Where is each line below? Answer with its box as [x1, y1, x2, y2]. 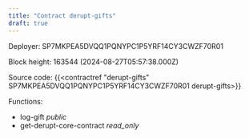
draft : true [8, 19, 48, 27]
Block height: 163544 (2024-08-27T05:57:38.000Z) [8, 57, 179, 67]
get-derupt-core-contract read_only [19, 120, 139, 130]
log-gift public [19, 112, 67, 121]
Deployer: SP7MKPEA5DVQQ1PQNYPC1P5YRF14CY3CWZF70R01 [8, 41, 224, 51]
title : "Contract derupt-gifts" [8, 11, 116, 20]
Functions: [8, 96, 43, 106]
